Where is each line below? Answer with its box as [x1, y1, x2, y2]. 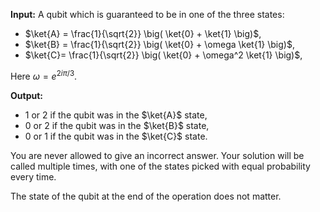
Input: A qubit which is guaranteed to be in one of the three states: [10, 9, 285, 20]
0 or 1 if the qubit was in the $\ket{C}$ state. [24, 130, 208, 142]
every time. [10, 170, 57, 183]
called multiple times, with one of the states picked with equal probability [10, 160, 311, 172]
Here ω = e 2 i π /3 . [10, 69, 78, 82]
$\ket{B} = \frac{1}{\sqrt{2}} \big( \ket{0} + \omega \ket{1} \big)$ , [24, 39, 295, 50]
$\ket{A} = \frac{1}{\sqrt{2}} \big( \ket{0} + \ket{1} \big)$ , [24, 28, 262, 39]
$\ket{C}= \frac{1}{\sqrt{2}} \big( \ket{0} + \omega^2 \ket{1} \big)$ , [24, 49, 303, 61]
